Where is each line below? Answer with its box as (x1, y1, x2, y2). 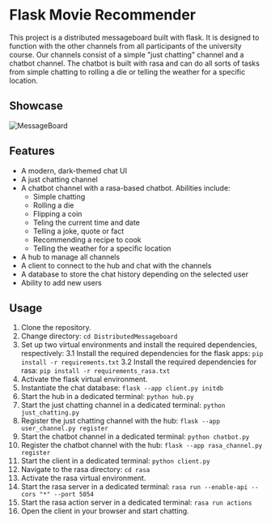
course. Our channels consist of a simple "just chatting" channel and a (9, 49, 244, 59)
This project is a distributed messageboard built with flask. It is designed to (9, 32, 260, 42)
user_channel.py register (20, 424, 108, 433)
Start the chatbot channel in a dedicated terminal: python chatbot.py (20, 432, 250, 441)
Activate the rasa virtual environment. (20, 473, 146, 483)
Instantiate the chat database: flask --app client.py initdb (20, 383, 224, 393)
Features (9, 144, 55, 158)
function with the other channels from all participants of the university (9, 41, 242, 50)
